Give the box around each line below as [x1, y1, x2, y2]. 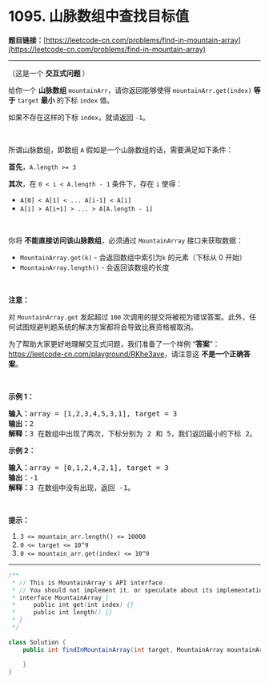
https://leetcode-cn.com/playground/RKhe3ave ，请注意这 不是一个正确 [8, 349, 244, 359]
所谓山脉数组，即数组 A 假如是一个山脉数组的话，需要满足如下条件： [8, 145, 234, 155]
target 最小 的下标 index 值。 [17, 95, 114, 105]
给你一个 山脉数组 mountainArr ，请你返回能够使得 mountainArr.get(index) [8, 85, 252, 94]
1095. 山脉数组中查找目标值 [8, 7, 190, 26]
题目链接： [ [8, 35, 46, 45]
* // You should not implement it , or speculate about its [11, 586, 214, 594]
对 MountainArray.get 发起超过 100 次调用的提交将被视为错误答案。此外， [8, 311, 250, 321]
